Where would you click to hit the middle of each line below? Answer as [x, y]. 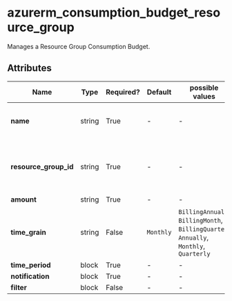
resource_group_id [42, 166]
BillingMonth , [201, 220]
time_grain [28, 232]
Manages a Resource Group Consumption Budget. [79, 46]
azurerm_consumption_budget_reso [114, 13]
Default [159, 92]
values [204, 96]
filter [19, 287]
